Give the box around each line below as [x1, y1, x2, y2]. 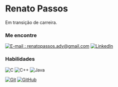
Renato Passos [5, 3, 68, 14]
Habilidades [5, 56, 35, 63]
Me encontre [5, 32, 37, 39]
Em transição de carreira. [5, 19, 57, 25]
